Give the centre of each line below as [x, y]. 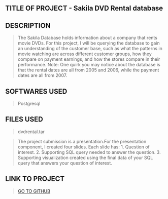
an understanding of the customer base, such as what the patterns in [90, 49]
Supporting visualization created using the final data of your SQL [85, 157]
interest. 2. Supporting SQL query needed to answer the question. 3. [89, 152]
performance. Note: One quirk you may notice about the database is [89, 65]
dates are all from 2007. [42, 75]
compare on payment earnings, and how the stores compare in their [89, 59]
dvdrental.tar [31, 132]
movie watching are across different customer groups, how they [85, 54]
